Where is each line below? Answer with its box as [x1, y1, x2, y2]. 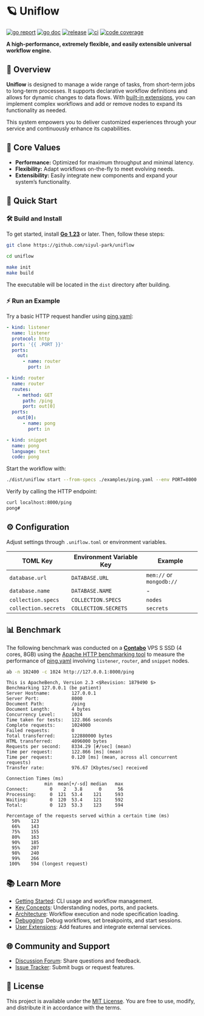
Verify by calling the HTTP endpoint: [6, 488, 97, 495]
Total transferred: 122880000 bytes [6, 733, 113, 739]
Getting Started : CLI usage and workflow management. [15, 897, 153, 905]
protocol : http [12, 336, 50, 342]
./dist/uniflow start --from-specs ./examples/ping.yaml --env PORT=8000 [6, 477, 197, 483]
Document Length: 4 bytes [6, 707, 91, 713]
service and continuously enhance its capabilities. [6, 125, 132, 132]
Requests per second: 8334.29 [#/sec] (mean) [6, 744, 132, 750]
